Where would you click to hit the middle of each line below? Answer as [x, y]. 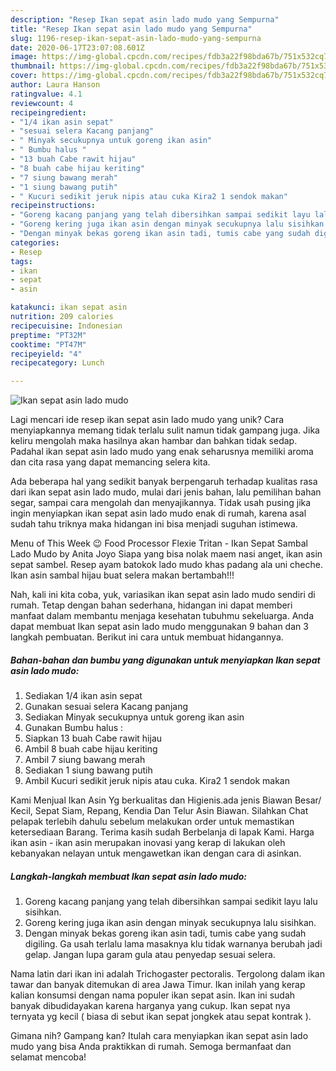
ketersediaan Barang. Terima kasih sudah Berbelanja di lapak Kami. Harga [162, 832]
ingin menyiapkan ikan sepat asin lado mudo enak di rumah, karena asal [158, 513]
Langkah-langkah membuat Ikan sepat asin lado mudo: [128, 876]
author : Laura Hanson [55, 85]
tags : [21, 261]
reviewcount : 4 [42, 103]
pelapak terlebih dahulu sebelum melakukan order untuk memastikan [152, 822]
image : [24, 57]
